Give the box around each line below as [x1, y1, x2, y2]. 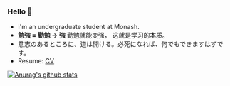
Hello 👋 [7, 6, 33, 16]
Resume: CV [17, 57, 55, 65]
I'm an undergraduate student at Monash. [17, 23, 140, 31]
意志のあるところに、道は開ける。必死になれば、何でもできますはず [17, 40, 217, 48]
